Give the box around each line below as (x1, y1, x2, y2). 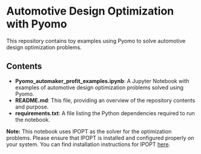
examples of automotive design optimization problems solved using (15, 84, 183, 91)
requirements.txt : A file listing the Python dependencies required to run (15, 109, 195, 116)
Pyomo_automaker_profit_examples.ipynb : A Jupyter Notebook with (15, 77, 189, 84)
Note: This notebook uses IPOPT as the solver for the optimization (6, 127, 172, 135)
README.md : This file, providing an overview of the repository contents (15, 96, 196, 104)
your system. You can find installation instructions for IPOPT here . (6, 141, 171, 148)
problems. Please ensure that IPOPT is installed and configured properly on (6, 134, 194, 141)
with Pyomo (6, 17, 68, 31)
